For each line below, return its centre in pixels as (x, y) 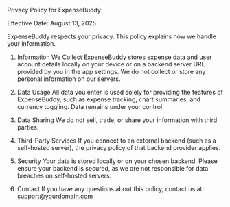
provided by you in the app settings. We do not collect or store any (111, 72)
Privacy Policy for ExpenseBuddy (54, 10)
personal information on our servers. (69, 79)
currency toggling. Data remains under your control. (90, 107)
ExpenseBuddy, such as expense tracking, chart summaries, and (109, 99)
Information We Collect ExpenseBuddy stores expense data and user (114, 57)
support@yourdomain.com (55, 196)
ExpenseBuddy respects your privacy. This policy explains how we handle (112, 36)
